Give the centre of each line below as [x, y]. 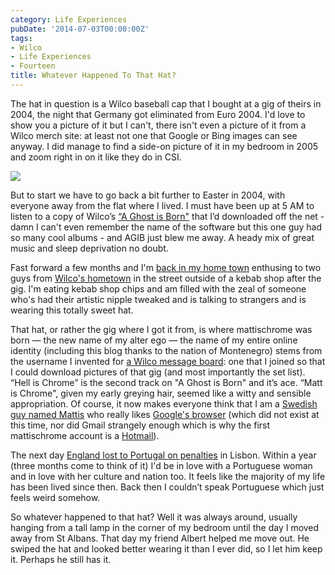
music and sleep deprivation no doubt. [89, 248]
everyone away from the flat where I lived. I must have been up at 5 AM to [162, 205]
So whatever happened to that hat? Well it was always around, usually [154, 517]
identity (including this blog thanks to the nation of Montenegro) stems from [166, 350]
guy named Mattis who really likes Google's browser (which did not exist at [165, 414]
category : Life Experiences [69, 19]
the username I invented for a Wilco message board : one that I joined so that [168, 361]
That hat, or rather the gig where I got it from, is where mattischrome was [161, 329]
